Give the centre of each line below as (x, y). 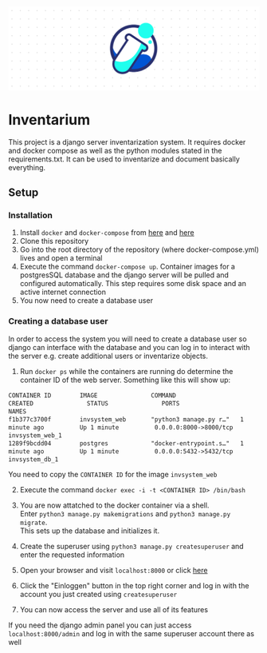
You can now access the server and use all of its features (114, 609)
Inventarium (49, 120)
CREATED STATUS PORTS (94, 403)
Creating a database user (58, 321)
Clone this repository (54, 241)
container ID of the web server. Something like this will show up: (125, 380)
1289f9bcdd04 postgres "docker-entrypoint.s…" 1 (126, 443)
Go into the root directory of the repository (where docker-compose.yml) (139, 249)
